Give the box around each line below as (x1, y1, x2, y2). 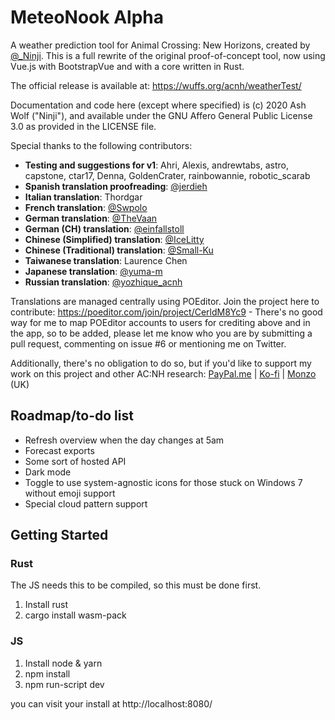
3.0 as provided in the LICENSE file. (10, 120, 157, 132)
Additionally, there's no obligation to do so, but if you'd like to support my (10, 357, 312, 369)
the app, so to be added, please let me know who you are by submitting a (10, 327, 313, 339)
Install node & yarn (24, 657, 103, 669)
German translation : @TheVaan (24, 212, 158, 224)
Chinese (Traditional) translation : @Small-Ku (24, 244, 214, 256)
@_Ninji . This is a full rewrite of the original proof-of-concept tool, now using (10, 49, 326, 61)
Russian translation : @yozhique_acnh (24, 276, 183, 288)
